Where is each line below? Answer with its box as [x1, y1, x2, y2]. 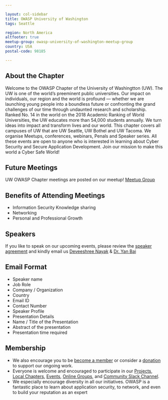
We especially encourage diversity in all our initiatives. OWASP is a [12, 378, 150, 384]
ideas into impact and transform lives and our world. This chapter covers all [5, 122, 161, 128]
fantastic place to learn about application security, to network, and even [12, 384, 161, 390]
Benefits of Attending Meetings [5, 191, 105, 199]
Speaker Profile [12, 308, 44, 314]
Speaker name [12, 276, 42, 282]
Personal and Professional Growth [12, 215, 83, 221]
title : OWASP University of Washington [5, 16, 88, 22]
